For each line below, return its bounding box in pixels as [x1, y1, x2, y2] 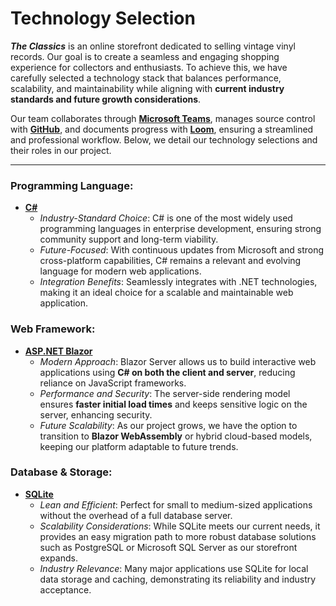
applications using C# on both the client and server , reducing [39, 366, 296, 378]
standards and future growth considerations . [10, 93, 202, 105]
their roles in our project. [10, 144, 112, 156]
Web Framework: [10, 322, 96, 336]
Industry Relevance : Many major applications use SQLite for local [39, 562, 309, 574]
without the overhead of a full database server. [39, 509, 233, 521]
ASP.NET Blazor [24, 345, 93, 357]
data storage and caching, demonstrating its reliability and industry [39, 573, 317, 585]
